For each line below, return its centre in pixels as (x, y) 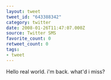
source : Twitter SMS (31, 33)
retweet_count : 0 (27, 44)
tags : (13, 50)
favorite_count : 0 (28, 39)
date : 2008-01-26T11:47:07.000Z (46, 28)
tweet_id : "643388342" (34, 17)
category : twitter (28, 22)
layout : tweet (23, 11)
